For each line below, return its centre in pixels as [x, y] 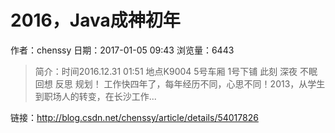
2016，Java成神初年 [95, 20]
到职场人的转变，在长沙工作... [95, 96]
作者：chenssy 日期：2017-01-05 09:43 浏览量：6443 [122, 50]
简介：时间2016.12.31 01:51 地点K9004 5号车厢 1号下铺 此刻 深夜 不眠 [176, 71]
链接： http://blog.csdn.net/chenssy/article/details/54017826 [134, 117]
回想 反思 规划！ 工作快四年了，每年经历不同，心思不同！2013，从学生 [180, 83]
